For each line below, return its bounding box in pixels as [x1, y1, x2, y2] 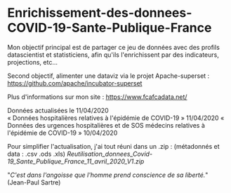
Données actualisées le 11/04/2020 [7, 106, 109, 114]
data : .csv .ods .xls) [7, 149, 65, 158]
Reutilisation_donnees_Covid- [66, 149, 153, 158]
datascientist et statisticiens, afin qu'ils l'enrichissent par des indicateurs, [7, 51, 219, 59]
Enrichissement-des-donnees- [7, 5, 192, 21]
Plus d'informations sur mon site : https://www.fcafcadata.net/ [7, 93, 187, 101]
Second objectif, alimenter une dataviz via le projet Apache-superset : [7, 72, 210, 80]
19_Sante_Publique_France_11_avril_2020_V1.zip [7, 157, 145, 166]
